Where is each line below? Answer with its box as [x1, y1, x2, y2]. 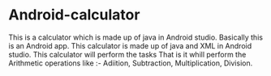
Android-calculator [8, 6, 140, 24]
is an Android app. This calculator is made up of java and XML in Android [8, 40, 252, 50]
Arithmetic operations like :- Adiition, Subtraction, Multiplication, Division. [8, 58, 253, 68]
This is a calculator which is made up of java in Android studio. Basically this [8, 32, 264, 42]
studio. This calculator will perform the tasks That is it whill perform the [8, 49, 247, 59]
